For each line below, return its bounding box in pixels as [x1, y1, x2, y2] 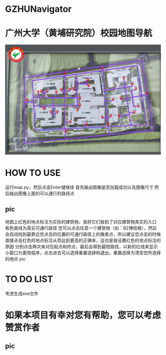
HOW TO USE [5, 167, 61, 178]
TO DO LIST [5, 273, 53, 285]
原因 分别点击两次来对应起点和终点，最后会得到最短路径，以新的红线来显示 [5, 243, 158, 249]
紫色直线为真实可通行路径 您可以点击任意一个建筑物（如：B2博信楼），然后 [5, 225, 157, 231]
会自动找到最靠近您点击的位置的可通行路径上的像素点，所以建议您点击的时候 [5, 231, 161, 237]
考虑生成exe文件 [5, 290, 39, 296]
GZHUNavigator [5, 3, 72, 15]
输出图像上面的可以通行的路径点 [9, 190, 75, 196]
